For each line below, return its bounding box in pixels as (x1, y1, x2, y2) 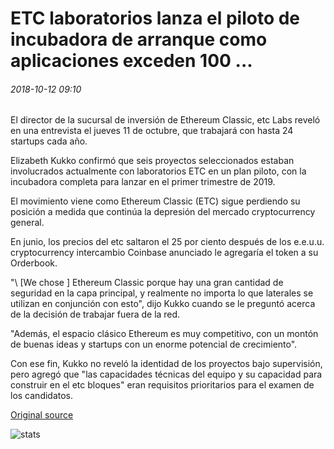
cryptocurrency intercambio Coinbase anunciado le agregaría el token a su (10, 247, 319, 259)
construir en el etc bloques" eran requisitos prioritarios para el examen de (10, 379, 315, 391)
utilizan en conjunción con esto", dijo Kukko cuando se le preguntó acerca (10, 298, 316, 310)
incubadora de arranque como (10, 28, 268, 51)
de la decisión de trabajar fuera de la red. (10, 308, 181, 321)
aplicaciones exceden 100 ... (10, 50, 253, 72)
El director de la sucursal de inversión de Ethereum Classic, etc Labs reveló (10, 114, 321, 126)
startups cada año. (10, 135, 88, 147)
